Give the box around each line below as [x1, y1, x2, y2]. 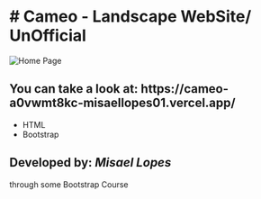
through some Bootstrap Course [9, 178, 129, 190]
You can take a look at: [9, 81, 139, 96]
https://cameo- [140, 81, 229, 96]
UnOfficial [9, 25, 87, 46]
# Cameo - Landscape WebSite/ [9, 6, 252, 27]
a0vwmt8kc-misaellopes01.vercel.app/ [9, 95, 236, 111]
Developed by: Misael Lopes [9, 155, 172, 170]
